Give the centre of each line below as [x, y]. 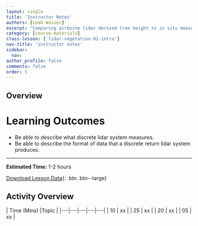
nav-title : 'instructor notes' [44, 45]
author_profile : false [34, 61]
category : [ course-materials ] [43, 34]
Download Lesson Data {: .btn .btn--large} [57, 178]
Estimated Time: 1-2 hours [39, 167]
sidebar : [17, 50]
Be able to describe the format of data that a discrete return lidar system [102, 143]
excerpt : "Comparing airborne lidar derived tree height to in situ [92, 28]
